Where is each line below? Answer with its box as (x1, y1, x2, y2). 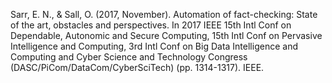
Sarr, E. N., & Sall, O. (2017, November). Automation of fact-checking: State (10, 9, 318, 20)
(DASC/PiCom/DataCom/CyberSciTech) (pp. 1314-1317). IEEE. (10, 62, 265, 73)
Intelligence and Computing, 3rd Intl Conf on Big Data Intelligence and (10, 40, 298, 52)
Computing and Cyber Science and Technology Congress (10, 51, 248, 63)
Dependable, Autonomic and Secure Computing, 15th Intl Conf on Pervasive (10, 30, 323, 41)
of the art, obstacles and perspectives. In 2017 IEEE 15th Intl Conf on (10, 19, 292, 31)
